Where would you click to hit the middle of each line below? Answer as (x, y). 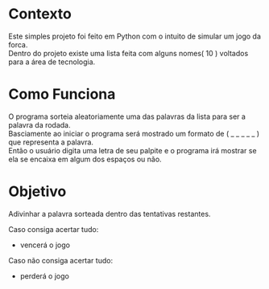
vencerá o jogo (45, 245)
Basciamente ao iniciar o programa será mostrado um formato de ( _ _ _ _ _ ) (134, 133)
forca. (18, 44)
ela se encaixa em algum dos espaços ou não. (85, 159)
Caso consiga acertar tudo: (54, 229)
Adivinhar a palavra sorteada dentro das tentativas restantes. (110, 214)
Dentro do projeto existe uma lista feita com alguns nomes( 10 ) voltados (128, 53)
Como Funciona (62, 94)
